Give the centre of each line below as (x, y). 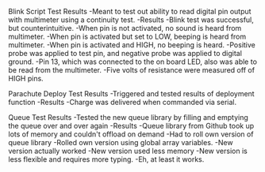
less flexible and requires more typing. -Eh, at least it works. (106, 159)
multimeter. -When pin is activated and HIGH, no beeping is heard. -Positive (132, 45)
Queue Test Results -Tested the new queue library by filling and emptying (128, 117)
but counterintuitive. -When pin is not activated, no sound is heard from (125, 28)
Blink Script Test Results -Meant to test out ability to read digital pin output (130, 11)
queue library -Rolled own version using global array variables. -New (121, 142)
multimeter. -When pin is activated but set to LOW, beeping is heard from (127, 36)
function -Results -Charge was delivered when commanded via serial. (122, 102)
